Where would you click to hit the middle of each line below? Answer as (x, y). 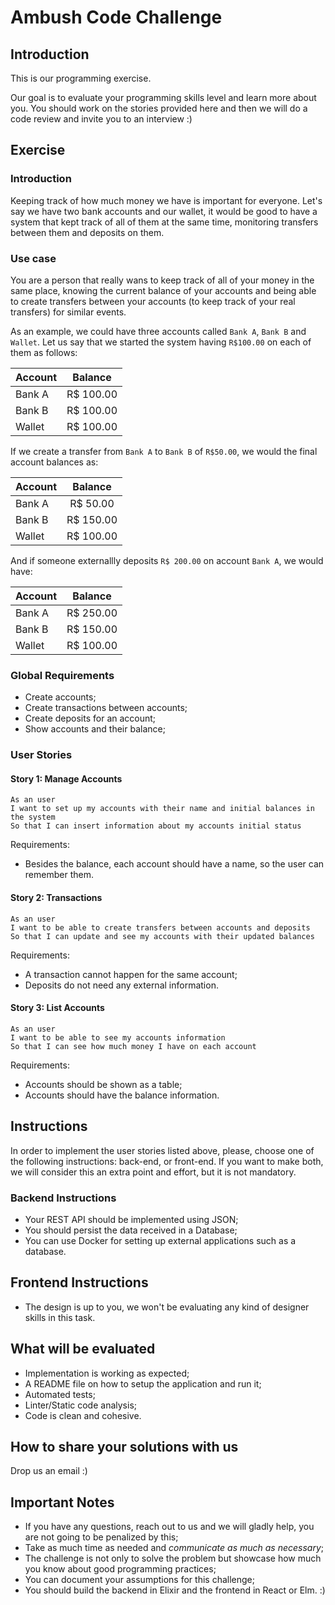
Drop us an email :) (49, 1471)
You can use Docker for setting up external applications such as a (160, 1240)
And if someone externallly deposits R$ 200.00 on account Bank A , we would (167, 560)
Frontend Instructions (79, 1282)
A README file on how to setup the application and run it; (143, 1383)
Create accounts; (60, 697)
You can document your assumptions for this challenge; (139, 1580)
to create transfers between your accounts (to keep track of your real (153, 301)
